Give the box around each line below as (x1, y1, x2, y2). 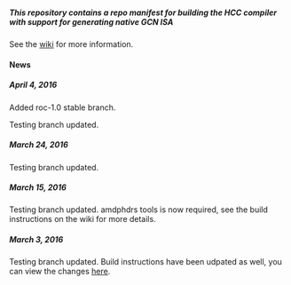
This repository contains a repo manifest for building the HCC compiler (9, 7, 278, 18)
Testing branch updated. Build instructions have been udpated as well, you (9, 257, 282, 267)
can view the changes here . (9, 266, 111, 277)
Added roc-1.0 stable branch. (9, 102, 116, 113)
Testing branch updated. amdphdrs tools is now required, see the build (9, 204, 269, 215)
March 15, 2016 (9, 182, 67, 193)
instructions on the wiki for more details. (9, 214, 157, 225)
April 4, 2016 (9, 80, 58, 91)
